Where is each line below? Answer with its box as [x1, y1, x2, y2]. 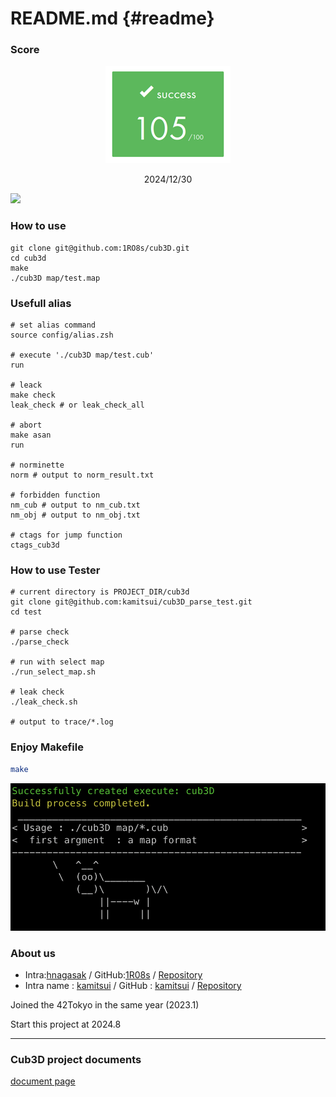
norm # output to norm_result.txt [10, 470, 155, 481]
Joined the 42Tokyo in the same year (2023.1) [10, 999, 200, 1011]
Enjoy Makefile [10, 740, 84, 754]
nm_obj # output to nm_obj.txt [10, 510, 141, 521]
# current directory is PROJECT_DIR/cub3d [10, 587, 190, 597]
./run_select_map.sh [10, 667, 97, 677]
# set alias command [10, 320, 97, 331]
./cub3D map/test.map [10, 273, 101, 283]
